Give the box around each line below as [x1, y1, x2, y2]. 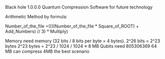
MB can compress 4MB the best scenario [5, 49, 90, 54]
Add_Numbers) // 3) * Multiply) [5, 29, 68, 34]
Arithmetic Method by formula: [5, 14, 68, 19]
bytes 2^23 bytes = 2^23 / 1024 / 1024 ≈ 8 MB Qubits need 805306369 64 [5, 43, 157, 49]
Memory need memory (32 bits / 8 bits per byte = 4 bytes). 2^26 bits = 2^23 [5, 38, 161, 44]
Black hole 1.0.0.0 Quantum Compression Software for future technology [5, 4, 153, 10]
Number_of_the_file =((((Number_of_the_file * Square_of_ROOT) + [5, 23, 139, 29]
